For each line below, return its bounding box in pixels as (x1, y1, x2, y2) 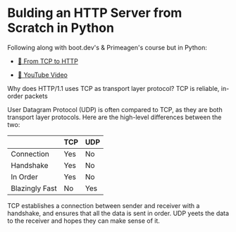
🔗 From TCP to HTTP (17, 56, 79, 65)
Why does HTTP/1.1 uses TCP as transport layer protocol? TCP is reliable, (7, 84, 220, 92)
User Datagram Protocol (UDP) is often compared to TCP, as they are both (7, 105, 223, 114)
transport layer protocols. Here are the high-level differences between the (7, 113, 222, 121)
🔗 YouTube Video (17, 71, 68, 79)
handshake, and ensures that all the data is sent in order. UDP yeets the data (7, 209, 230, 217)
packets (24, 92, 48, 100)
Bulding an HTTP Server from (7, 5, 182, 21)
